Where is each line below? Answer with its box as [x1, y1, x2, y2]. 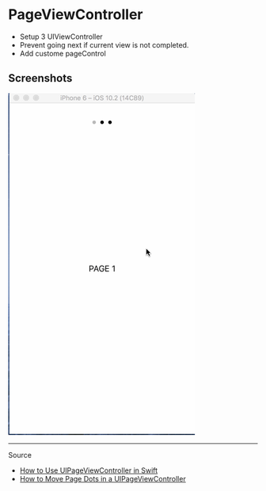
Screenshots [8, 71, 73, 85]
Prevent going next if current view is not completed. [19, 40, 189, 49]
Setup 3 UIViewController [19, 32, 103, 41]
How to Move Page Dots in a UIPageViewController [19, 474, 186, 483]
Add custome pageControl [19, 48, 107, 58]
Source [8, 450, 32, 459]
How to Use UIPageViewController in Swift [19, 466, 158, 475]
